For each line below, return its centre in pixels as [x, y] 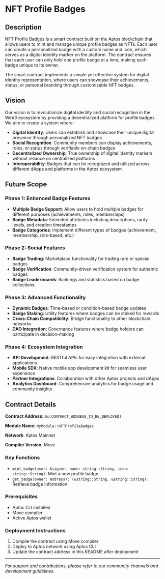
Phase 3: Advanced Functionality [45, 297]
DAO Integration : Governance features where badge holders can [78, 329]
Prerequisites [21, 496]
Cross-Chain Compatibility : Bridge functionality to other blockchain [81, 318]
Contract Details [31, 404]
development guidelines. [30, 571]
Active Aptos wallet [32, 518]
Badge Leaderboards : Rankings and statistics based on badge [76, 279]
